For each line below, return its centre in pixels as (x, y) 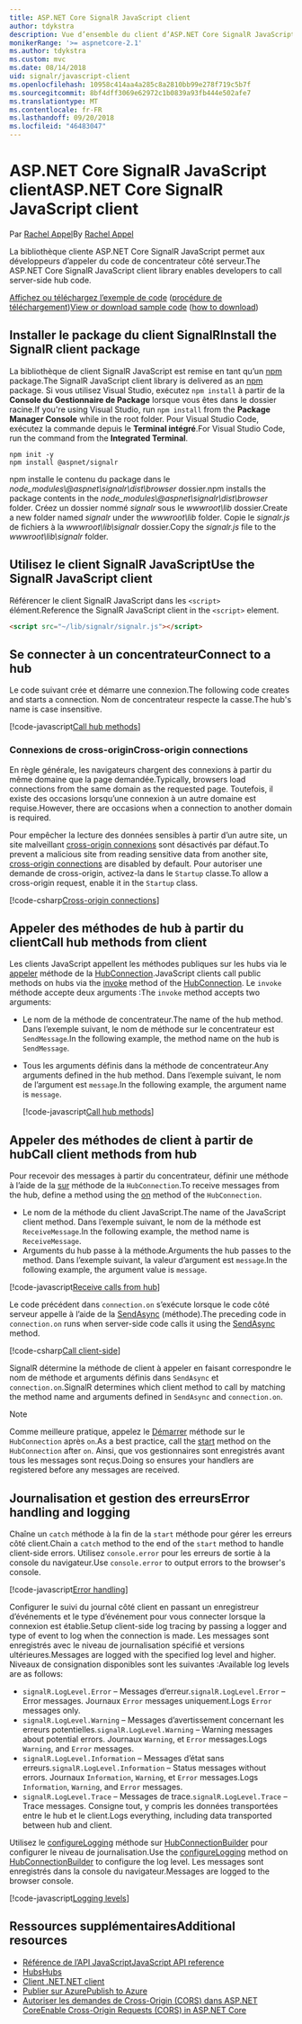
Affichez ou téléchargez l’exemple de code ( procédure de (116, 297)
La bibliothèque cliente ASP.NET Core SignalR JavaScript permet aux (137, 251)
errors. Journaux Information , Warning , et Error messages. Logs (140, 1777)
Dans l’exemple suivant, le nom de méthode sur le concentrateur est (148, 1029)
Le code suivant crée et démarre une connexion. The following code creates (150, 690)
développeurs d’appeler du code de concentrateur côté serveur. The (135, 261)
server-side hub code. (50, 280)
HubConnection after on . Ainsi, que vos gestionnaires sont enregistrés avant (147, 1451)
